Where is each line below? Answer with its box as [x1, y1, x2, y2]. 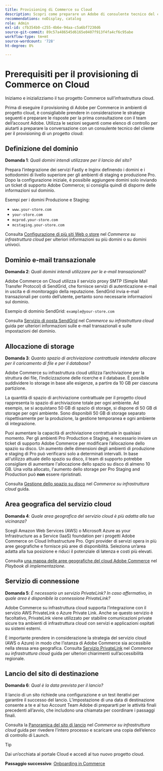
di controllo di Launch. [5, 733, 50, 738]
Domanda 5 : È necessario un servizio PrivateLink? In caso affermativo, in [5, 590, 152, 596]
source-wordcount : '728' [5, 39, 55, 44]
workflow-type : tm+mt [5, 35, 49, 39]
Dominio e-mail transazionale [5, 256, 96, 264]
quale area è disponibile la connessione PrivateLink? [5, 595, 111, 601]
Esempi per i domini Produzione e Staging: [5, 197, 90, 203]
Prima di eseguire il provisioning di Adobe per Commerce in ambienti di [5, 104, 147, 110]
